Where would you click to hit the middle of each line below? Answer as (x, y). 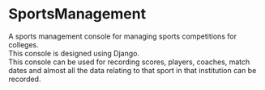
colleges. (24, 44)
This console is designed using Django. (74, 53)
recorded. (25, 79)
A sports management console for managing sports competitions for (123, 36)
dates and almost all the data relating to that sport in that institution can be (132, 70)
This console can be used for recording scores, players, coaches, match (129, 62)
